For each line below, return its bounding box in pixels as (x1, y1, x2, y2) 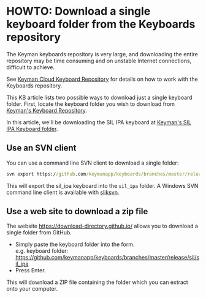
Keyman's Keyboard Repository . (6, 106, 88, 114)
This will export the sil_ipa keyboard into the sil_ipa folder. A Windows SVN (6, 182, 199, 189)
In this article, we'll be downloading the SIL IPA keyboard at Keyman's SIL (6, 118, 192, 126)
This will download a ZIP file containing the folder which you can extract (6, 278, 188, 286)
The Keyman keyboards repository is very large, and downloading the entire (6, 50, 198, 58)
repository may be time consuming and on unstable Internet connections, (6, 57, 192, 64)
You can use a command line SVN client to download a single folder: (6, 159, 179, 166)
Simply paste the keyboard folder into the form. (15, 240, 135, 248)
